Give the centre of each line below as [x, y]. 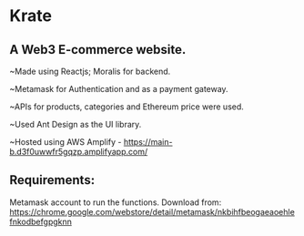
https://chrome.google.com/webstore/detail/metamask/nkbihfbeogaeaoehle [152, 211]
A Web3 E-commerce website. [98, 50]
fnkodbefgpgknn [41, 221]
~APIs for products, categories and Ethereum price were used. [127, 107]
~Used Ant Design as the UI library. [76, 124]
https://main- [148, 142]
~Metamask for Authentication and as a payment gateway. [119, 89]
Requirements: [52, 180]
